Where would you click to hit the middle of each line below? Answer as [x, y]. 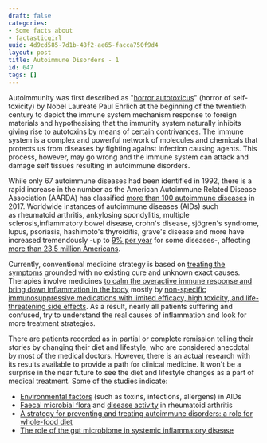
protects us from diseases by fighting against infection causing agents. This [133, 148]
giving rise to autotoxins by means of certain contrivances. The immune [126, 131]
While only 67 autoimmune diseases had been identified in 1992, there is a [130, 181]
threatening [27, 306]
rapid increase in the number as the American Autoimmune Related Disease [132, 189]
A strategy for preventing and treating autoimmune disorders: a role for [136, 413]
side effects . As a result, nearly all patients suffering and [140, 306]
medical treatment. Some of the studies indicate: [88, 381]
